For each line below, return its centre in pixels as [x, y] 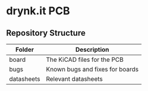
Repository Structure [46, 33]
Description [92, 50]
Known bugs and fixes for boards [92, 69]
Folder [25, 50]
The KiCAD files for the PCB [85, 59]
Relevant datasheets [74, 79]
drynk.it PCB [38, 11]
